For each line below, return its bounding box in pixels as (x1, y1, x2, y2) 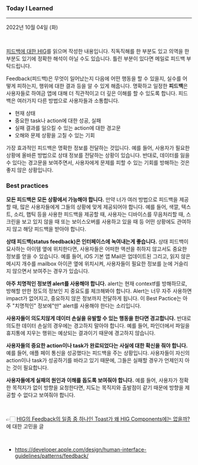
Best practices (6, 182, 49, 190)
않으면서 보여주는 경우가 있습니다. (12, 267, 90, 274)
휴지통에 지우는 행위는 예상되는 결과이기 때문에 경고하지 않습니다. (6, 329, 156, 336)
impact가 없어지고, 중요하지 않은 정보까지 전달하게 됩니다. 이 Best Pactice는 (6, 294, 181, 302)
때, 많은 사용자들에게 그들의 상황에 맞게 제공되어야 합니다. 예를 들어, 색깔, (12, 203, 180, 210)
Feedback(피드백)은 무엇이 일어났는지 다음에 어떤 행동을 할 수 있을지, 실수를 (6, 75, 181, 82)
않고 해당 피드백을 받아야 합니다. (12, 225, 87, 232)
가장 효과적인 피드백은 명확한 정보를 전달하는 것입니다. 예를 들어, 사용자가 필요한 (6, 145, 190, 152)
